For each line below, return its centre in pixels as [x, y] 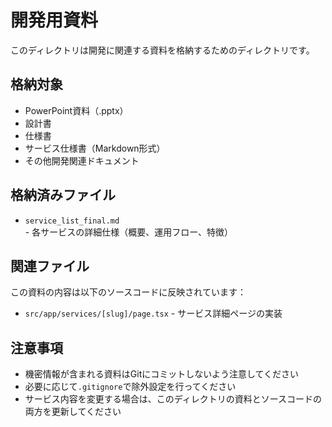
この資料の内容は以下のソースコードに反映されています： [128, 292]
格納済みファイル [63, 195]
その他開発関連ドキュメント [82, 160]
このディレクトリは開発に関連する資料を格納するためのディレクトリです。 [162, 50]
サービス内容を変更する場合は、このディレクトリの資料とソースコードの [173, 399]
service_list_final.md [72, 221]
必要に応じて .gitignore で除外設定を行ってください [130, 387]
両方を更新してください [73, 412]
